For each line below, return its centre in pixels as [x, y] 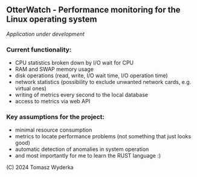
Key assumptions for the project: [55, 117]
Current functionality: [39, 50]
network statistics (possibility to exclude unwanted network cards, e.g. [103, 82]
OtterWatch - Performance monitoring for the [93, 10]
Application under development [45, 34]
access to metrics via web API [53, 101]
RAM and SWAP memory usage [54, 69]
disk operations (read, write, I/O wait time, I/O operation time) [91, 76]
